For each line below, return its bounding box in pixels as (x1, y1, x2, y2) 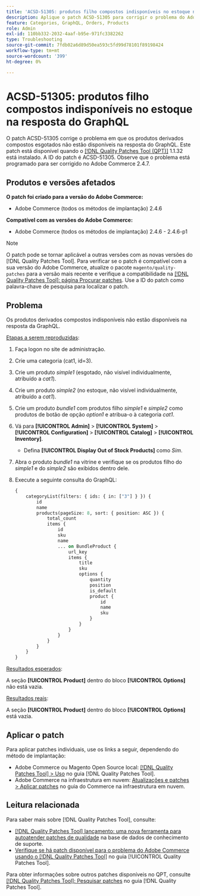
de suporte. (14, 840, 43, 847)
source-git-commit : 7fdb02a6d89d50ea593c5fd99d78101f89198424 (6, 42, 164, 48)
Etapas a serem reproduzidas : (6, 334, 80, 341)
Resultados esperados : (6, 665, 62, 673)
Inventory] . (14, 435, 43, 443)
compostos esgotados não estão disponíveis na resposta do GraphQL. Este (6, 141, 191, 148)
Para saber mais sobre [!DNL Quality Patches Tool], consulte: (6, 816, 157, 823)
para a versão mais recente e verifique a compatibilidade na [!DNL (26, 270, 189, 278)
